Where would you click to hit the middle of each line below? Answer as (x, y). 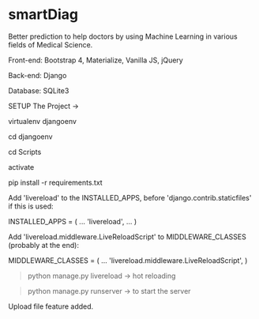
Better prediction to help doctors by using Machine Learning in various (123, 36)
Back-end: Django (38, 75)
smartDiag (43, 15)
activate (21, 167)
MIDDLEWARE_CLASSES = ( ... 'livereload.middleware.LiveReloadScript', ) (128, 260)
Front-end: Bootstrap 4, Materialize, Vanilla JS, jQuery (96, 60)
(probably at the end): (44, 245)
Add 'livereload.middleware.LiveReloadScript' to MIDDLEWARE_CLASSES (127, 236)
